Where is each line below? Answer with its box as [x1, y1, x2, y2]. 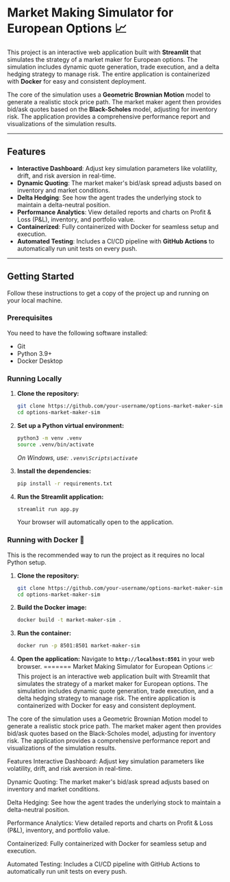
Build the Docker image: [16, 604, 87, 612]
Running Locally [7, 374, 62, 383]
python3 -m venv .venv [16, 434, 82, 442]
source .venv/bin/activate [16, 441, 94, 448]
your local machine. [7, 296, 63, 305]
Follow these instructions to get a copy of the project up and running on [7, 289, 209, 297]
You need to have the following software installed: [7, 329, 149, 337]
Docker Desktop [16, 357, 63, 365]
